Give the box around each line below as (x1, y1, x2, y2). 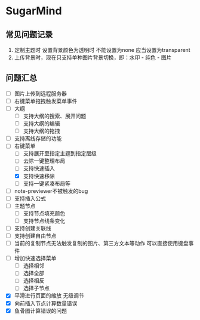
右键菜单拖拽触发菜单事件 (14, 97, 78, 104)
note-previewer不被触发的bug (14, 187, 88, 195)
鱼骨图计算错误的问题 (14, 307, 67, 314)
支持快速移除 (23, 172, 55, 180)
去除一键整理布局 (23, 157, 66, 165)
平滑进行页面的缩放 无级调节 (14, 292, 84, 299)
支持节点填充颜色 (23, 210, 66, 217)
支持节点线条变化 (23, 217, 66, 224)
